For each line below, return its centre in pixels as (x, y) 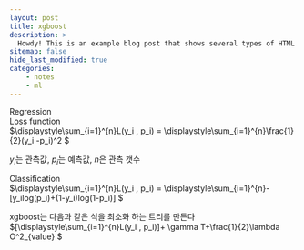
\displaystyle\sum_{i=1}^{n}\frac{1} (228, 130)
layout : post (34, 18)
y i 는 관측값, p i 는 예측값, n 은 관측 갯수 (75, 160)
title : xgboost (38, 26)
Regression (30, 111)
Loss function (35, 121)
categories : (32, 69)
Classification (35, 179)
